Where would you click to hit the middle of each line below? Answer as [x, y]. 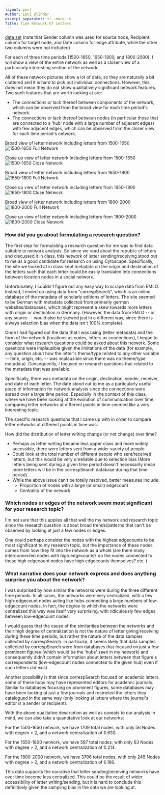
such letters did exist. [27, 668]
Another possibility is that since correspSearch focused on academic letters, [82, 677]
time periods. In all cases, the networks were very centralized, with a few [79, 596]
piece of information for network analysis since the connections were [75, 389]
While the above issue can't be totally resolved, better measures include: [86, 480]
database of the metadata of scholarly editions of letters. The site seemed [80, 297]
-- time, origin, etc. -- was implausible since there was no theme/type [75, 358]
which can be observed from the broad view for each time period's [80, 108]
